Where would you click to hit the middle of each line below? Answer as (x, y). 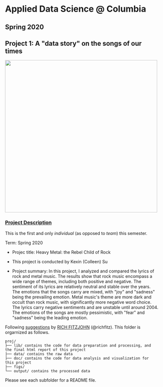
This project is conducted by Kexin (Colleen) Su (60, 261)
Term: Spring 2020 (24, 243)
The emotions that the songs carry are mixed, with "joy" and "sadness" (83, 291)
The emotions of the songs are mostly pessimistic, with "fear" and (78, 312)
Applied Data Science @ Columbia (76, 9)
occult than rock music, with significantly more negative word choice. (82, 302)
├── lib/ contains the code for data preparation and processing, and (78, 345)
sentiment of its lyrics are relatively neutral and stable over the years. (81, 287)
